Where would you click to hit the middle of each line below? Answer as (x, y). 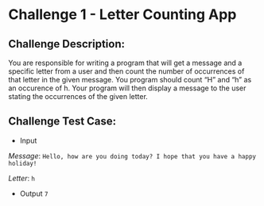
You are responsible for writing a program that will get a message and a (125, 63)
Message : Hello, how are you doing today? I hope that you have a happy (132, 155)
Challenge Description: (67, 44)
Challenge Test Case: (62, 122)
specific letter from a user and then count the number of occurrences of (126, 71)
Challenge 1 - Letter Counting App (122, 15)
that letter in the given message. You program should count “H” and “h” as (130, 80)
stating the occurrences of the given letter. (78, 96)
